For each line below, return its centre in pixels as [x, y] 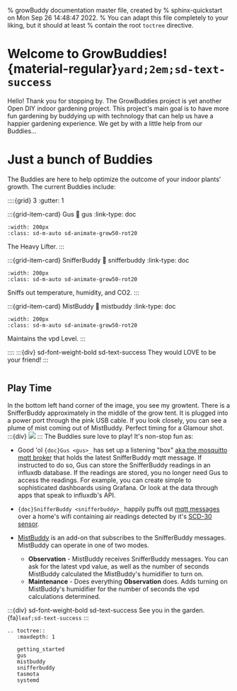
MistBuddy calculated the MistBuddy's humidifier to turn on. [116, 573]
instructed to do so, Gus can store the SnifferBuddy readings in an [114, 465]
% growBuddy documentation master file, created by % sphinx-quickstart [115, 10]
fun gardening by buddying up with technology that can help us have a [110, 115]
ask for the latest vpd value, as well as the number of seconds [118, 566]
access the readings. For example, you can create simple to [104, 480]
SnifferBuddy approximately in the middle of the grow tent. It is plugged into [118, 413]
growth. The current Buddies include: [62, 186]
